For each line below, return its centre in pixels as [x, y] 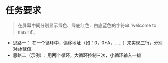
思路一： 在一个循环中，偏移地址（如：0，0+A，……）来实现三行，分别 [88, 42]
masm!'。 [28, 31]
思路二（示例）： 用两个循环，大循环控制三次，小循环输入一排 [77, 55]
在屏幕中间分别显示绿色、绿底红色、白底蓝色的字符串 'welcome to [87, 25]
